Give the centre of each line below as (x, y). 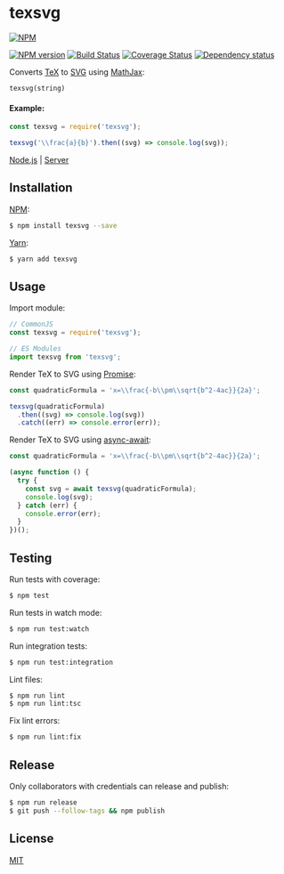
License (32, 839)
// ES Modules (36, 349)
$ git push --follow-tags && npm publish (87, 811)
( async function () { (49, 473)
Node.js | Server (39, 159)
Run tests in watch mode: (56, 612)
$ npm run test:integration (61, 662)
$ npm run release (43, 803)
